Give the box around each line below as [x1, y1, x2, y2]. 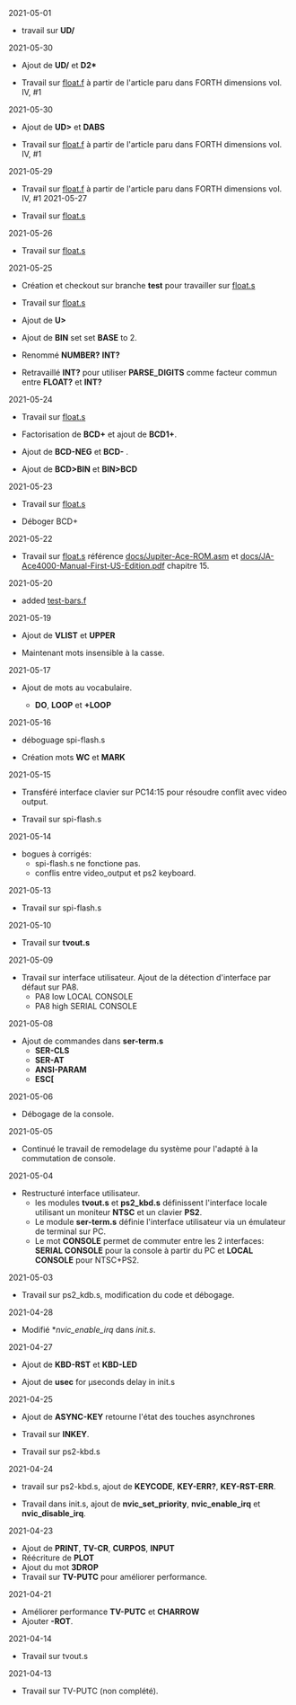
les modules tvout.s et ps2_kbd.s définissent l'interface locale [34, 1197, 268, 1208]
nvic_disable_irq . [21, 1508, 86, 1518]
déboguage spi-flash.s [21, 734, 106, 745]
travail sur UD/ [21, 25, 75, 35]
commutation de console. [21, 1153, 116, 1163]
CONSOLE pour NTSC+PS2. [34, 1255, 140, 1265]
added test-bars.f [21, 595, 87, 606]
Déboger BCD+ [21, 516, 78, 527]
